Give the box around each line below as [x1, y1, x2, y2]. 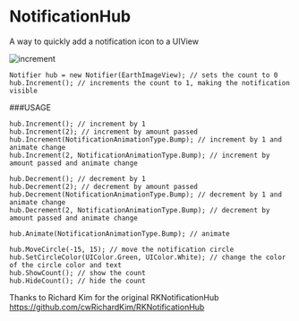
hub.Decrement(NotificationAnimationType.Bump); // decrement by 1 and [9, 190, 282, 199]
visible [9, 86, 38, 95]
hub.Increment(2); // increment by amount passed [9, 127, 199, 136]
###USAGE [9, 101, 52, 113]
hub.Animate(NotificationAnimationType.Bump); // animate [9, 229, 230, 239]
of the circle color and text [9, 260, 123, 270]
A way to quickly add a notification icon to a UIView [9, 36, 200, 47]
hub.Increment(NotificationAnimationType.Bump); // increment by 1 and [9, 134, 282, 144]
